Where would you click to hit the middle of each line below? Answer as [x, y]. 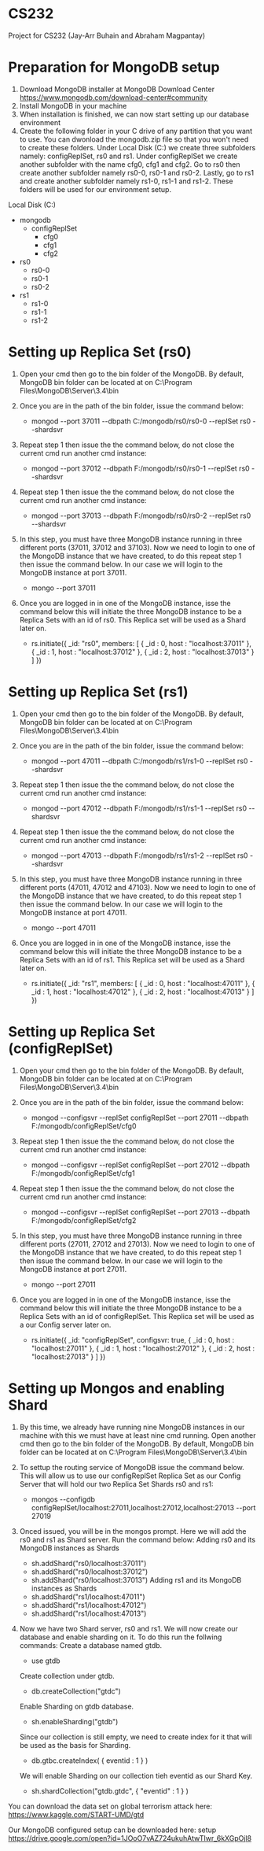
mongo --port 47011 [64, 927]
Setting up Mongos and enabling [117, 1388]
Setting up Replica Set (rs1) [98, 692]
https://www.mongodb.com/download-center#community [114, 97]
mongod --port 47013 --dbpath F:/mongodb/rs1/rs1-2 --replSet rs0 [139, 855]
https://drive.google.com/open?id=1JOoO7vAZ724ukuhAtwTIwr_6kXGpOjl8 [130, 1838]
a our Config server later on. [65, 1325]
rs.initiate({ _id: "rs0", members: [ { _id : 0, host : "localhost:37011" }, [141, 643]
